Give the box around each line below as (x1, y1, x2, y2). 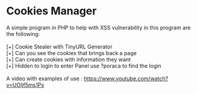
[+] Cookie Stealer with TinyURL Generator (6, 43, 113, 50)
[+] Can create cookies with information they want (6, 56, 131, 63)
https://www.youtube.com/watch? (83, 75, 169, 82)
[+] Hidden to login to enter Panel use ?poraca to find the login (6, 62, 161, 69)
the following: (6, 30, 40, 37)
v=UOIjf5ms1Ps (6, 81, 45, 88)
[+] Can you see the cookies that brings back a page (6, 49, 137, 56)
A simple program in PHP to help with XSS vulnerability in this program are (6, 24, 191, 31)
